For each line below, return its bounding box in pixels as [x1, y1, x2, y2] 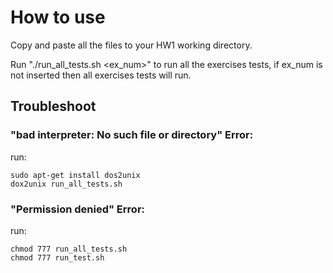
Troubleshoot [10, 98, 97, 115]
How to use [10, 6, 106, 29]
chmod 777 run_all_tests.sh [10, 244, 128, 254]
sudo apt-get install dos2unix [10, 170, 141, 180]
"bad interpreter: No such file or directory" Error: [10, 128, 254, 142]
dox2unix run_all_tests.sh [10, 179, 123, 189]
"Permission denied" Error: [10, 202, 146, 216]
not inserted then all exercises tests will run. [10, 69, 192, 81]
